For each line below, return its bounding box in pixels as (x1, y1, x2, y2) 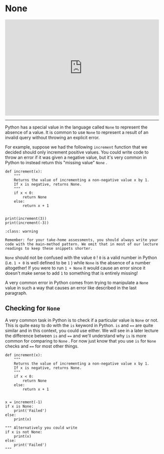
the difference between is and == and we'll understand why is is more (5, 333, 146, 339)
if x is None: (5, 404, 34, 409)
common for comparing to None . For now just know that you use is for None (5, 338, 156, 344)
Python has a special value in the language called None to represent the (5, 124, 148, 130)
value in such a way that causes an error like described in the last (5, 284, 137, 291)
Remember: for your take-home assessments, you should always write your (5, 238, 159, 242)
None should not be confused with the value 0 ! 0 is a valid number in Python (5, 255, 157, 260)
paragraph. (5, 290, 28, 296)
